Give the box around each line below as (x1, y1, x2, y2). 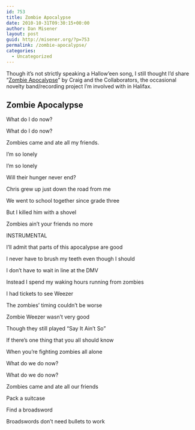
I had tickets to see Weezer (6, 290, 74, 297)
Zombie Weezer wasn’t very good (6, 313, 90, 321)
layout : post (6, 31, 39, 37)
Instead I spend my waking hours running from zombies (6, 278, 144, 285)
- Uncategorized (11, 53, 52, 59)
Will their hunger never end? (6, 174, 76, 181)
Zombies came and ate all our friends (6, 383, 99, 390)
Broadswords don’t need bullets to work (6, 418, 105, 425)
